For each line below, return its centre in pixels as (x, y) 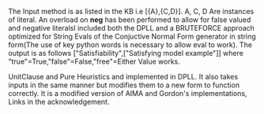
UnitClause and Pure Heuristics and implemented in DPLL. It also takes (123, 77)
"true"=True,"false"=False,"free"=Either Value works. (94, 61)
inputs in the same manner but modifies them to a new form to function (124, 85)
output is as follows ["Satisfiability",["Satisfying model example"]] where (126, 53)
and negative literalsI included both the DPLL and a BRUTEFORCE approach (132, 28)
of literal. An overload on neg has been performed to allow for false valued (130, 20)
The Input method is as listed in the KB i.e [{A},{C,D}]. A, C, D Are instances (131, 11)
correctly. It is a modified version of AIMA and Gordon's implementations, (128, 93)
